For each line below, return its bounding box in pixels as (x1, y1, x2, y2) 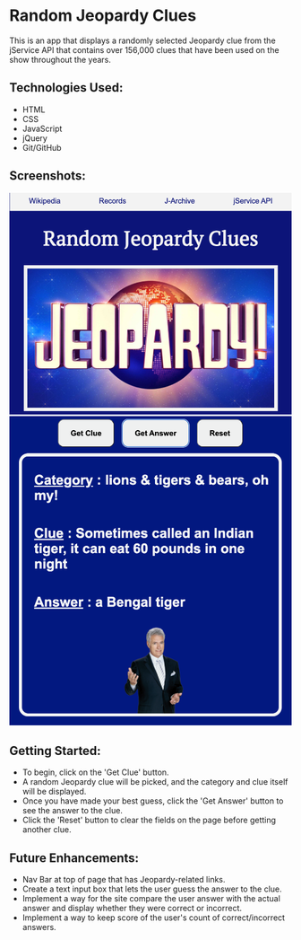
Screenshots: (9, 168, 87, 184)
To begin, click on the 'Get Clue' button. (21, 767, 169, 777)
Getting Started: (9, 742, 101, 759)
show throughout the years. (9, 54, 112, 65)
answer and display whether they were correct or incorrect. (21, 903, 243, 914)
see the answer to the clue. (21, 805, 124, 816)
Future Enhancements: (9, 850, 140, 865)
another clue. (21, 824, 72, 835)
